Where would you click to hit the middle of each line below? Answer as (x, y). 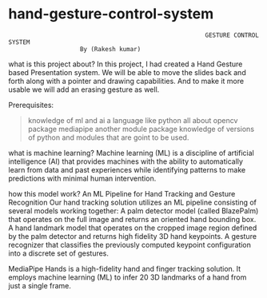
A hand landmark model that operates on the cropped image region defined (133, 228)
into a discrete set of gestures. (59, 253)
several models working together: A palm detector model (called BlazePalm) (133, 211)
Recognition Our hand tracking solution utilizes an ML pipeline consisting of (133, 202)
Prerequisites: (31, 105)
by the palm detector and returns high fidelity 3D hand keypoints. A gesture (133, 236)
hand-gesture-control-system (111, 14)
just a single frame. (40, 285)
